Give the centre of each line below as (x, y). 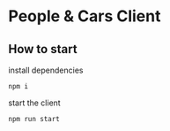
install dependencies (46, 70)
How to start (43, 49)
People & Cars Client (85, 16)
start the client (34, 103)
